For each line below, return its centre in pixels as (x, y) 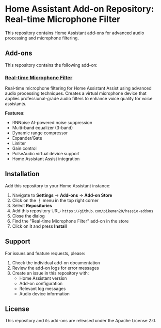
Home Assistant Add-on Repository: (80, 9)
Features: (15, 113)
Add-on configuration (41, 283)
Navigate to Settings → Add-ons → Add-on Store (62, 195)
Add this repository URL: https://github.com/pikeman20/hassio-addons (83, 211)
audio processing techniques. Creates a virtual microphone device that (76, 93)
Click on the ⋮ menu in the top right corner (55, 200)
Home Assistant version (43, 278)
